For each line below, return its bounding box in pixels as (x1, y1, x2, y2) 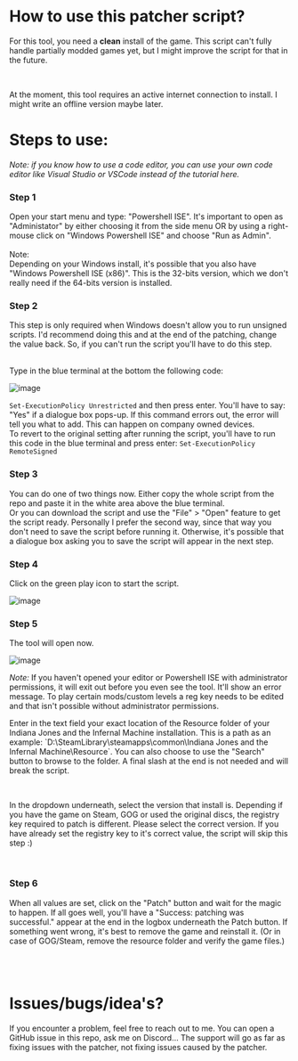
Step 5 (9, 617, 38, 630)
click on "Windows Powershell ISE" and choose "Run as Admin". (36, 230, 271, 241)
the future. (9, 54, 48, 65)
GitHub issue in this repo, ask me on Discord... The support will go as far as (9, 1032, 286, 1043)
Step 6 (9, 877, 38, 890)
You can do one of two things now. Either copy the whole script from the (9, 488, 275, 499)
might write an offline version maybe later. (9, 98, 164, 109)
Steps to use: (9, 130, 109, 151)
